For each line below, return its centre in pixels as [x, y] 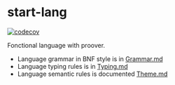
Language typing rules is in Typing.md [72, 66]
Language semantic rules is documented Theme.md [92, 74]
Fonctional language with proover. [56, 45]
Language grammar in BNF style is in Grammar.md [90, 59]
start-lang [37, 12]
